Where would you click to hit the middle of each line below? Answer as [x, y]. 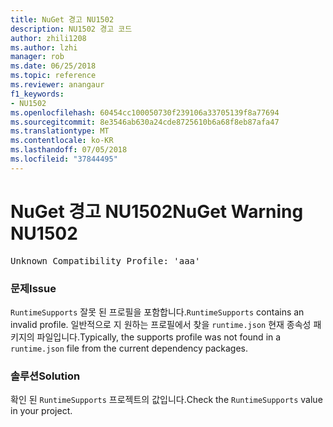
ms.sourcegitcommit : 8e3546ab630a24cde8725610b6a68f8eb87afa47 [145, 122]
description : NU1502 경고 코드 [71, 29]
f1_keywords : [37, 94]
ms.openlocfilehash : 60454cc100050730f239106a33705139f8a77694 [145, 112]
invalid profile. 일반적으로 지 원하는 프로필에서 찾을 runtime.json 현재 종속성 [161, 324]
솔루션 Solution [45, 376]
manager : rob [37, 57]
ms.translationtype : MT [60, 131]
